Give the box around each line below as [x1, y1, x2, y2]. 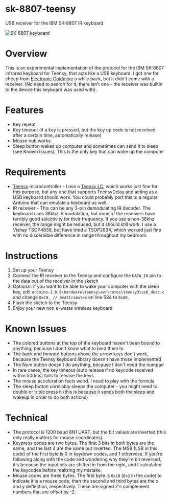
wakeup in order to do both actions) [12, 394, 88, 400]
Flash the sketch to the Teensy [12, 300, 78, 306]
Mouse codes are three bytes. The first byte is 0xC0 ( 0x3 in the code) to [12, 472, 162, 479]
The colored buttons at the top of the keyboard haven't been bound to [12, 339, 160, 346]
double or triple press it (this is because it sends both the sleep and [12, 389, 155, 395]
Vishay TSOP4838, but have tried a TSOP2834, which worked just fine [12, 226, 162, 233]
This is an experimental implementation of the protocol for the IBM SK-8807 [5, 64, 164, 71]
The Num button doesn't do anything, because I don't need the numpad [12, 361, 164, 368]
